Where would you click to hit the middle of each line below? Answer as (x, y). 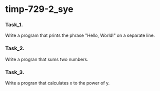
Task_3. (15, 72)
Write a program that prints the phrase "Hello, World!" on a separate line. (80, 35)
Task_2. (15, 48)
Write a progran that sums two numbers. (47, 59)
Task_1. (14, 25)
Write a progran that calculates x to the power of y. (57, 83)
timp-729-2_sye (39, 9)
